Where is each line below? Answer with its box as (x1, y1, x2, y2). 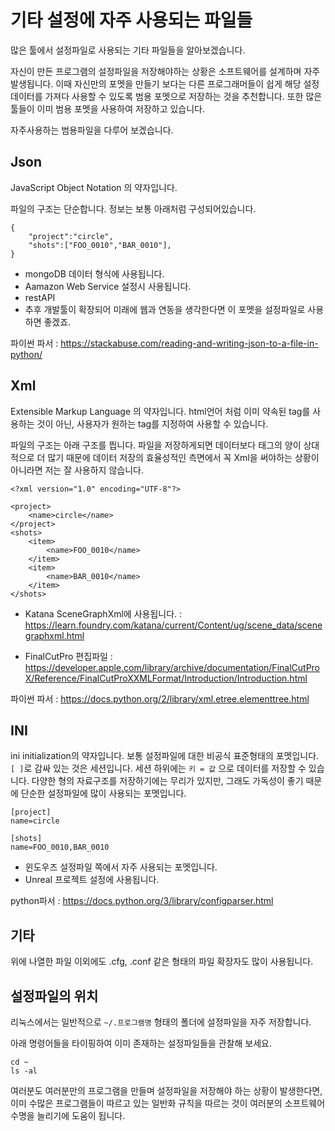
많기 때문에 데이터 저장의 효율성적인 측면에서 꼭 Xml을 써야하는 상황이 (47, 451, 320, 463)
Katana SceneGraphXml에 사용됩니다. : (24, 607, 183, 620)
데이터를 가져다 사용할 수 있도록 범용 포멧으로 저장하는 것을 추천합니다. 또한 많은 (10, 90, 323, 102)
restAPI (24, 291, 56, 303)
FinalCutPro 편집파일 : (24, 650, 113, 662)
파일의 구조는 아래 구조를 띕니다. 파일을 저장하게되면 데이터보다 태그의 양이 (10, 439, 302, 451)
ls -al (10, 1066, 38, 1076)
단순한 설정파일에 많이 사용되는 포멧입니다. (20, 787, 187, 800)
